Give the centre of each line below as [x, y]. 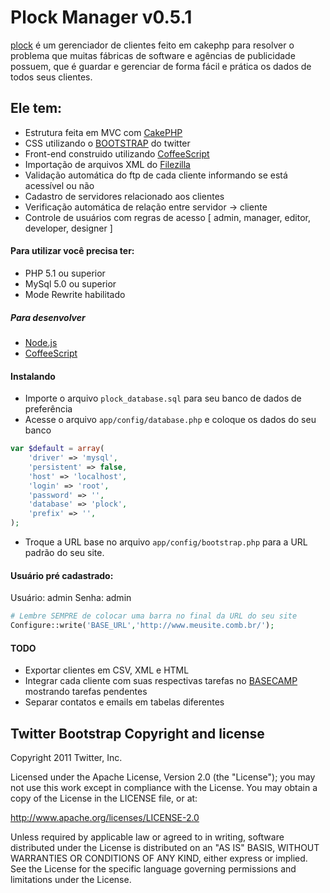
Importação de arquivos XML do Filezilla [107, 164]
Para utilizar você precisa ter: [72, 251]
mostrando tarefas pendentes [86, 692]
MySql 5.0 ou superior [70, 283]
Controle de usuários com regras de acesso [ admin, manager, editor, [167, 217]
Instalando [33, 376]
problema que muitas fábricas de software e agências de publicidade [153, 55]
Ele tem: [36, 108]
